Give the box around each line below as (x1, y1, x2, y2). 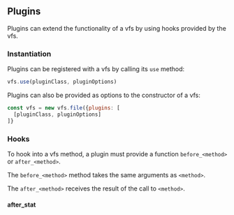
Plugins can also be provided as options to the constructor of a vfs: (7, 91, 201, 99)
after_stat (7, 200, 36, 209)
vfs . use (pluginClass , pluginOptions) (7, 78, 117, 86)
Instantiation (7, 49, 52, 59)
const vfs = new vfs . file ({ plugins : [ (7, 104, 120, 111)
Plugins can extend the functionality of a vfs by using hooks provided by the (7, 24, 227, 32)
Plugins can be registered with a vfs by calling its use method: (7, 65, 185, 73)
